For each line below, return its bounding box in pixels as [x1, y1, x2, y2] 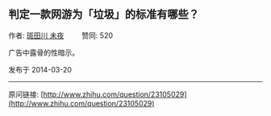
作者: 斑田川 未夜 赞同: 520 [8, 31, 114, 40]
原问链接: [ [8, 89, 44, 99]
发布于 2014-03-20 [8, 64, 73, 74]
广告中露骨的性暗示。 [8, 48, 79, 57]
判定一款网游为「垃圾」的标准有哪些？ [8, 7, 199, 22]
